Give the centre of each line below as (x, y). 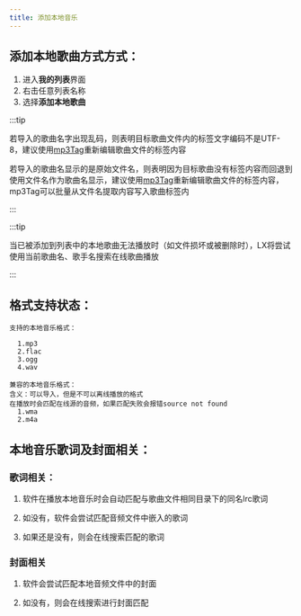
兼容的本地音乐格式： (43, 385)
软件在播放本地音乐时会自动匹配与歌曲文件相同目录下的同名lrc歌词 (145, 498)
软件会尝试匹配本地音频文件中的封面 (89, 584)
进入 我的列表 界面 (54, 80)
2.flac (30, 352)
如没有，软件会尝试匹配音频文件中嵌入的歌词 (105, 517)
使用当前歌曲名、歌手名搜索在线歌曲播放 (84, 256)
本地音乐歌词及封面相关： (80, 449)
